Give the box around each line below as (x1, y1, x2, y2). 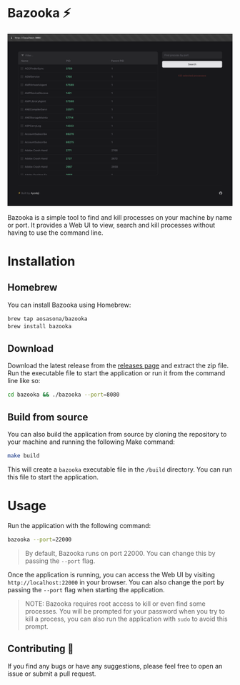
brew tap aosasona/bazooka (7, 315, 88, 323)
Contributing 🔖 (7, 643, 74, 655)
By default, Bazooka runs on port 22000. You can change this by (24, 549, 216, 557)
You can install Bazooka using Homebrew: (7, 300, 131, 309)
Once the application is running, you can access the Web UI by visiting (7, 570, 216, 579)
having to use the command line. (7, 228, 104, 237)
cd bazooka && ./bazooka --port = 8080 (7, 391, 120, 399)
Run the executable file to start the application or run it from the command (7, 369, 226, 377)
